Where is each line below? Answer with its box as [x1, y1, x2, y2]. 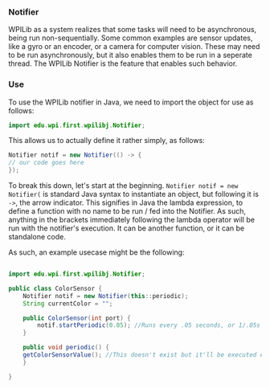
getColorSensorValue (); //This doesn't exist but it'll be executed [22, 351, 257, 359]
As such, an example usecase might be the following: [8, 247, 185, 257]
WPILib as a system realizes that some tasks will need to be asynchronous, [8, 25, 257, 35]
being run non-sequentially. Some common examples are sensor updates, [8, 33, 253, 43]
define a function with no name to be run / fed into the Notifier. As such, [8, 206, 247, 216]
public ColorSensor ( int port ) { [22, 314, 131, 322]
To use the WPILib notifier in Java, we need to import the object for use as [8, 97, 254, 107]
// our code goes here [8, 159, 84, 167]
